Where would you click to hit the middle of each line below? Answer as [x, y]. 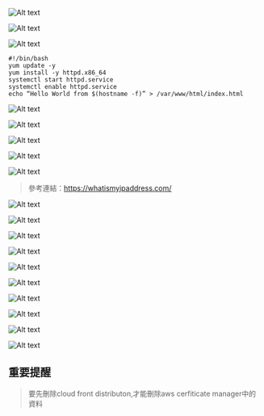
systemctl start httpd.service [61, 80]
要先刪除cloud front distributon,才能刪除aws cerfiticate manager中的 [142, 393]
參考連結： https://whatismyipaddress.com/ [100, 188]
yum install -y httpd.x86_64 [57, 73]
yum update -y [32, 65]
